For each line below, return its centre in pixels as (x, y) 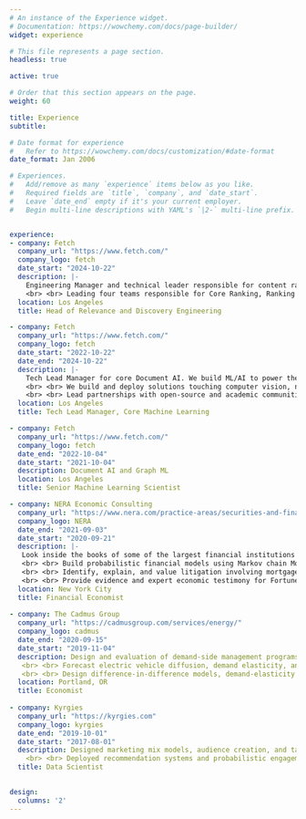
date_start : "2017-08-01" (67, 741)
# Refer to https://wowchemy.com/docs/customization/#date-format (142, 151)
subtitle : (28, 126)
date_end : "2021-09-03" (62, 530)
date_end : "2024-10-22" (62, 361)
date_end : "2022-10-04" (62, 454)
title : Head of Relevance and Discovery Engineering (120, 311)
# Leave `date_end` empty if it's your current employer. (126, 202)
